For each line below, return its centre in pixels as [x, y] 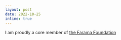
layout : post [19, 10]
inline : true [19, 19]
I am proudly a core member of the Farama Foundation [61, 33]
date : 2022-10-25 [23, 14]
